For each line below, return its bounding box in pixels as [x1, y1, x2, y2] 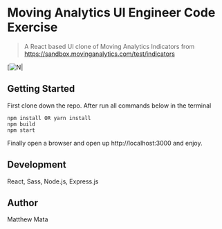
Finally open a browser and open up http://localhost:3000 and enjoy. [7, 139, 203, 147]
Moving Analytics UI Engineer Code [7, 5, 216, 21]
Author [7, 197, 38, 208]
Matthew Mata [7, 215, 48, 223]
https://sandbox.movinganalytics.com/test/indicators [24, 50, 175, 58]
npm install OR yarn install [7, 114, 91, 121]
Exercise [7, 19, 58, 35]
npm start [7, 126, 36, 134]
